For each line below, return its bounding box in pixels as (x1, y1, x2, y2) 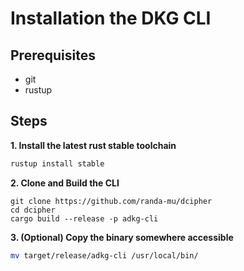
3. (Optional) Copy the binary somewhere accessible (10, 231, 234, 243)
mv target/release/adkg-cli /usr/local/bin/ (10, 250, 199, 261)
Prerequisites (10, 47, 96, 64)
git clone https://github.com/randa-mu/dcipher (10, 196, 213, 206)
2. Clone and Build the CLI (10, 177, 120, 189)
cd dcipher (10, 205, 56, 215)
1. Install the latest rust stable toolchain (10, 139, 177, 151)
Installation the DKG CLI (10, 7, 212, 30)
